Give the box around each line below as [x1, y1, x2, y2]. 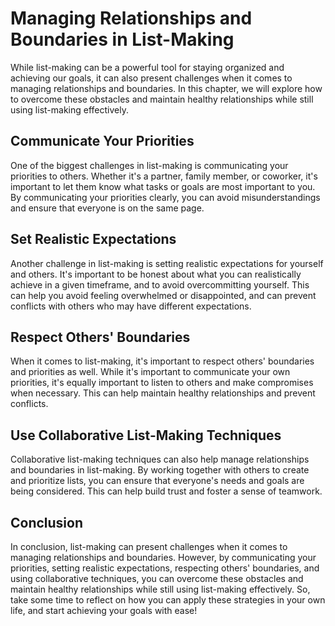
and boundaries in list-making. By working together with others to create [10, 464, 310, 476]
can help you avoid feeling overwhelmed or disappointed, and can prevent [10, 289, 317, 301]
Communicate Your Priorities [10, 133, 195, 150]
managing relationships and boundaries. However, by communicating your [10, 552, 317, 563]
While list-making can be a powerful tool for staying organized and [10, 61, 285, 73]
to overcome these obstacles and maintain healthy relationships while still [10, 93, 314, 105]
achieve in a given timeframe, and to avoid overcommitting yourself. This [10, 278, 310, 291]
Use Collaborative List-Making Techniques [10, 427, 282, 444]
